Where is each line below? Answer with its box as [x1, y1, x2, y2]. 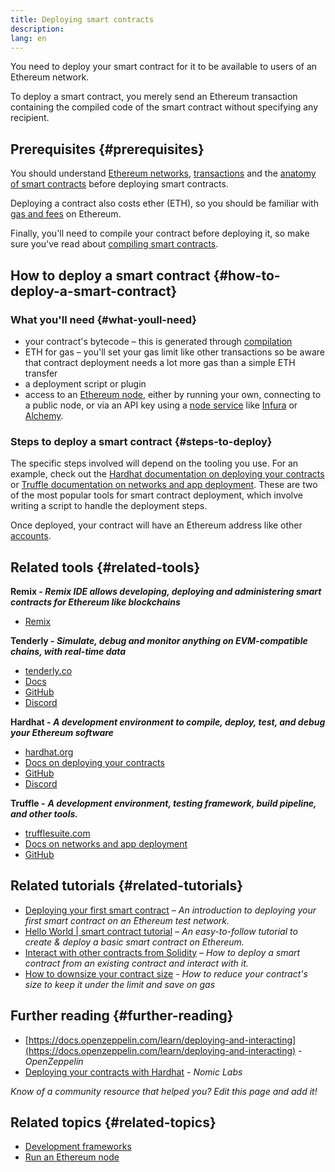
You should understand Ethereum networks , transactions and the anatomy [10, 167, 317, 180]
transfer [24, 367, 58, 379]
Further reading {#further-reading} [10, 1007, 234, 1025]
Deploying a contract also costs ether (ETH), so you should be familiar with [10, 197, 319, 210]
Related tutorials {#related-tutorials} [10, 877, 244, 895]
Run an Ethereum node [24, 1151, 120, 1163]
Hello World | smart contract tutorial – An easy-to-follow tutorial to [24, 925, 298, 937]
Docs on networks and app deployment [24, 837, 188, 850]
